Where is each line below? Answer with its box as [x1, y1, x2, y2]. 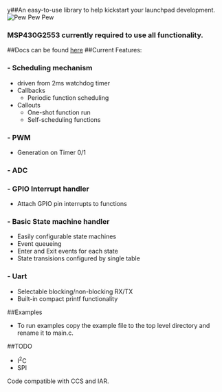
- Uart [7, 271, 27, 281]
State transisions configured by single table [16, 254, 141, 262]
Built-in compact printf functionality [16, 294, 118, 302]
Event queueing [16, 240, 62, 248]
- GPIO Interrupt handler [7, 184, 89, 194]
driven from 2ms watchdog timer [16, 79, 111, 87]
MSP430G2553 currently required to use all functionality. [7, 30, 204, 40]
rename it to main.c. [16, 329, 74, 337]
